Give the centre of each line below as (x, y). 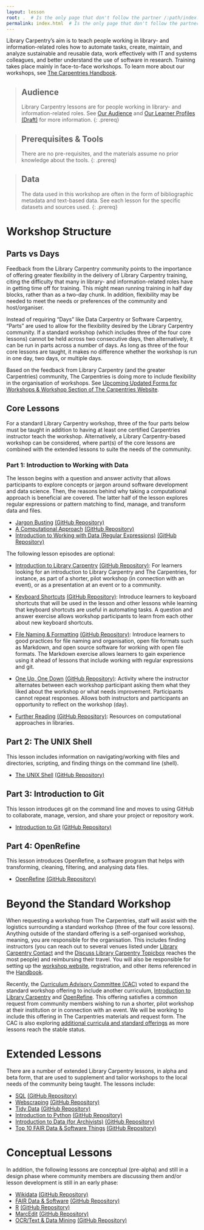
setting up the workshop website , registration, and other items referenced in (101, 966)
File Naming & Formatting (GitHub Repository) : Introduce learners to (100, 634)
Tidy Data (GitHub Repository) (53, 1109)
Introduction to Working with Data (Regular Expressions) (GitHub (96, 535)
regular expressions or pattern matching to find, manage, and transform (96, 504)
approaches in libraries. (45, 722)
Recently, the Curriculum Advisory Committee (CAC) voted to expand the (98, 984)
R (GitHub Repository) (42, 1207)
